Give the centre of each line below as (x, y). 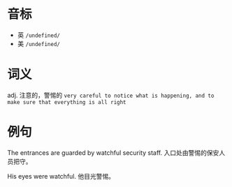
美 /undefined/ (39, 43)
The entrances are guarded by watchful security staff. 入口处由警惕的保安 (113, 152)
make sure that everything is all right (67, 102)
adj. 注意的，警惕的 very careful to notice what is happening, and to (111, 95)
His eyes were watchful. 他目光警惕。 (61, 176)
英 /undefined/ (39, 35)
